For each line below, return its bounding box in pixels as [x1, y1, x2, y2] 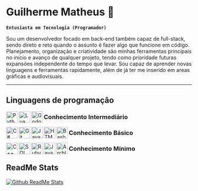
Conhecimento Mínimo [68, 144, 136, 153]
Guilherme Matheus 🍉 [6, 5, 115, 19]
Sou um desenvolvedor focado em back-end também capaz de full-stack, [6, 35, 186, 42]
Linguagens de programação [6, 95, 114, 106]
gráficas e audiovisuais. [6, 73, 64, 80]
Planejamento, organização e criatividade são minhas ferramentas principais [6, 47, 192, 55]
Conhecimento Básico [68, 129, 134, 137]
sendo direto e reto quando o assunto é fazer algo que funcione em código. [6, 41, 190, 48]
